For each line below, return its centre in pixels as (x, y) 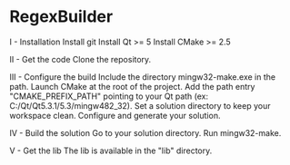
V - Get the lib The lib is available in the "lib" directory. (111, 150)
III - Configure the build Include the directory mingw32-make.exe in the (142, 77)
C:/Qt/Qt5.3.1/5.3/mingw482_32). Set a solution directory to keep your (140, 105)
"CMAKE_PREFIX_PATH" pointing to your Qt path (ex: (109, 96)
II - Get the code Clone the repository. (80, 59)
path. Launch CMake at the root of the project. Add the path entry (132, 86)
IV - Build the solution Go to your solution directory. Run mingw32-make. (145, 132)
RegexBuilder (61, 17)
